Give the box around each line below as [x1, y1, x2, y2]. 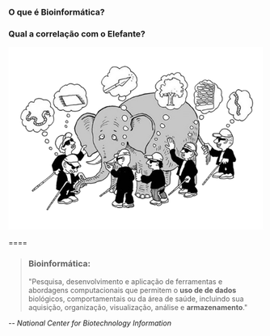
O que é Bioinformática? [8, 6, 105, 18]
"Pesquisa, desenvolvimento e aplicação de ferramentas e [27, 276, 223, 286]
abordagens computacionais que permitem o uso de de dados [27, 285, 237, 295]
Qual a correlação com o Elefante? [8, 28, 146, 39]
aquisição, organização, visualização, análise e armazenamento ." [27, 302, 248, 312]
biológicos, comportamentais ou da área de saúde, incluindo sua [27, 294, 244, 304]
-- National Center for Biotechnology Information [8, 318, 172, 328]
